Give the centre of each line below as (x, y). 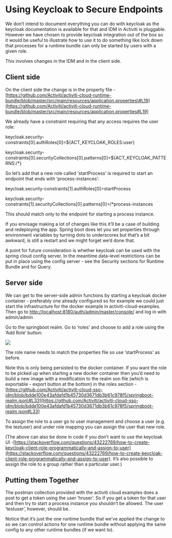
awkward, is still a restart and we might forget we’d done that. (70, 240)
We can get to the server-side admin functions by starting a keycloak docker (86, 295)
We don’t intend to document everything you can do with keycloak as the (82, 24)
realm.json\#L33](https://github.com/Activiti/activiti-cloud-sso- (72, 400)
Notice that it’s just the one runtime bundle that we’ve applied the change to (85, 519)
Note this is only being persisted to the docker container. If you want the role (86, 367)
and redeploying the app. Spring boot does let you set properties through (82, 229)
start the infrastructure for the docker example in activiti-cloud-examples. (83, 306)
